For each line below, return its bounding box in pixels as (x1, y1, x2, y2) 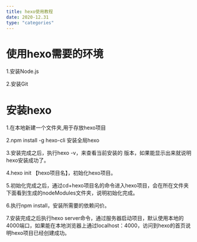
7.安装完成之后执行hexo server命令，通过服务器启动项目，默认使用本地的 (6, 215, 185, 222)
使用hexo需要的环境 (6, 47, 104, 60)
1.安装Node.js (6, 68, 40, 75)
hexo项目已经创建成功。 (11, 230, 70, 237)
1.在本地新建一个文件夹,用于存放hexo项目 (6, 124, 106, 131)
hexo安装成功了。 (6, 157, 49, 164)
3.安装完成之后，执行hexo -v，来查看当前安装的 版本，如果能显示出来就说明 (6, 149, 192, 157)
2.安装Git (6, 81, 28, 88)
